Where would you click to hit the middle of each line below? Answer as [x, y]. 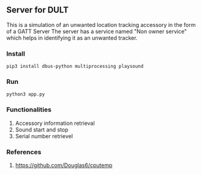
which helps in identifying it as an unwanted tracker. [72, 38]
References [24, 152]
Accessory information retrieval [55, 123]
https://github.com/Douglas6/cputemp [64, 165]
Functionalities [29, 110]
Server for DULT [38, 10]
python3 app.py [26, 94]
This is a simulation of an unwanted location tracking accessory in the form [101, 24]
